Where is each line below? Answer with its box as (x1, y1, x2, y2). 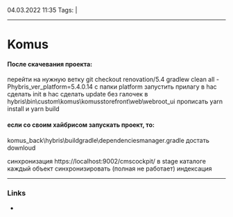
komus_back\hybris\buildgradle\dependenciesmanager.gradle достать (7, 136, 210, 144)
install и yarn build (7, 105, 60, 113)
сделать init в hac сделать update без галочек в (7, 90, 148, 98)
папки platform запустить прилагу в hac (99, 83, 217, 91)
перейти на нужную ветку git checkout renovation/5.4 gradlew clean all (7, 76, 215, 84)
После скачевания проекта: (7, 60, 92, 68)
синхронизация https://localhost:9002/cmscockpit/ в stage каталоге (7, 157, 207, 165)
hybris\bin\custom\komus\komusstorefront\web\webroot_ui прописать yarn (7, 97, 223, 106)
